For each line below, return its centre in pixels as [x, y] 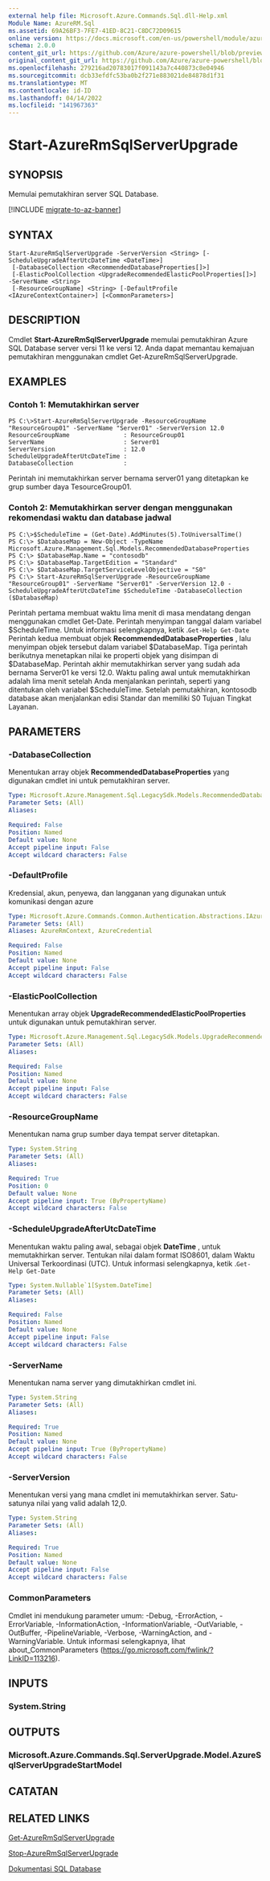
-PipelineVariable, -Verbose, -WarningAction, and [125, 1633]
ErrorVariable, [31, 1624]
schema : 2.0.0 [32, 46]
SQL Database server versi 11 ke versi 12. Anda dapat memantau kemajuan [131, 348]
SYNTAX [31, 235]
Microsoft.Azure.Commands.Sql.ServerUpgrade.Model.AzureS [135, 1755]
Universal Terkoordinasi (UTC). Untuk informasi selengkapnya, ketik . [123, 1263]
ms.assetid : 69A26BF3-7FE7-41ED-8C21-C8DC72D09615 [95, 31]
